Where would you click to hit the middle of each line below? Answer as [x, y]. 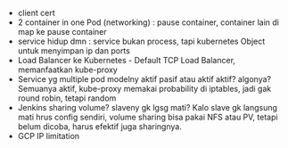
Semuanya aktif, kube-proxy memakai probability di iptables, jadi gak [144, 89]
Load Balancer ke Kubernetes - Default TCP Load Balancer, [127, 60]
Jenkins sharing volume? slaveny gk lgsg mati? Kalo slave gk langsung [148, 107]
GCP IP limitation [49, 136]
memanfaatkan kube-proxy [67, 70]
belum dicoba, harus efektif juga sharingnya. [100, 127]
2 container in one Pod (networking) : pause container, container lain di [148, 22]
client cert [36, 13]
